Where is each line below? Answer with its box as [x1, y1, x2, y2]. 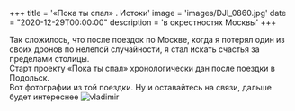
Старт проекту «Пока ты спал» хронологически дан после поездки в [9, 63, 276, 73]
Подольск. [9, 73, 50, 83]
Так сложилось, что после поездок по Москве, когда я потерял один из [9, 35, 285, 45]
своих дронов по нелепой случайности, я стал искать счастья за [9, 44, 260, 55]
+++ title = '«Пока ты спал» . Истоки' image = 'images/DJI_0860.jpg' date [9, 8, 287, 18]
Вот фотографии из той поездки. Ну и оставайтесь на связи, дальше [9, 82, 273, 92]
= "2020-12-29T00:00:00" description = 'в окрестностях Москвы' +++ [9, 17, 277, 28]
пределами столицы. [9, 54, 90, 64]
